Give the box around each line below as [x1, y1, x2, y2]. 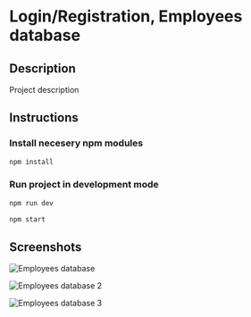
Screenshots [9, 239, 82, 254]
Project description [9, 85, 79, 95]
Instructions [9, 110, 79, 126]
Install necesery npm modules [9, 137, 144, 149]
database [9, 25, 81, 46]
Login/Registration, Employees [9, 6, 243, 27]
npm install [9, 157, 54, 166]
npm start [9, 214, 46, 224]
